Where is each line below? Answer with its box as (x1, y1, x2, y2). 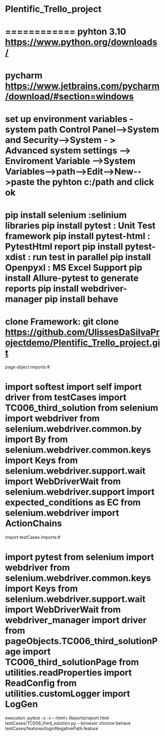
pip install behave (44, 293, 119, 304)
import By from (5, 434, 68, 445)
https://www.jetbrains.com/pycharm (5, 80, 160, 91)
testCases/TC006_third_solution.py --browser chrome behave (5, 720, 131, 726)
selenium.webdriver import (5, 508, 119, 519)
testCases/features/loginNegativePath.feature (5, 725, 99, 731)
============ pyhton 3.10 (5, 26, 127, 38)
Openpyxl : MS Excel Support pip (5, 262, 142, 273)
